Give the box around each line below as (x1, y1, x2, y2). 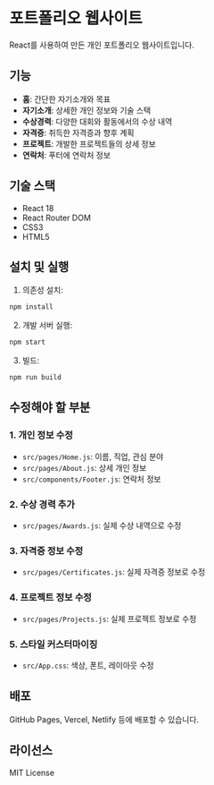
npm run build (9, 373, 62, 382)
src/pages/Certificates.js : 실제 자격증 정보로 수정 (21, 567, 206, 577)
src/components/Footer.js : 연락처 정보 (21, 474, 161, 484)
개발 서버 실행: (21, 320, 73, 331)
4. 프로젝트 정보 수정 (9, 592, 92, 604)
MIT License (9, 767, 55, 778)
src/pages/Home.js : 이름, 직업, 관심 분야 (21, 451, 164, 462)
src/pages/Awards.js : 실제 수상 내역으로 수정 (21, 520, 182, 531)
